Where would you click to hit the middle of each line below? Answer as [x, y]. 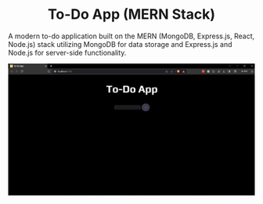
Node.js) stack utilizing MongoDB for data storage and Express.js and [120, 44]
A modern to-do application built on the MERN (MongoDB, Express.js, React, [131, 36]
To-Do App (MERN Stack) [131, 14]
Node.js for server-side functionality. [67, 52]
